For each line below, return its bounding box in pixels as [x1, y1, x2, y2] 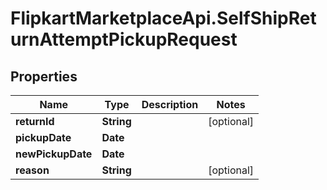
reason [15, 163, 50, 177]
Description [141, 98, 199, 111]
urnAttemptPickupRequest [10, 28, 238, 51]
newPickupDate [15, 147, 93, 161]
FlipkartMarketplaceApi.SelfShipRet [10, 7, 317, 30]
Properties [10, 68, 78, 85]
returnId [15, 115, 55, 128]
